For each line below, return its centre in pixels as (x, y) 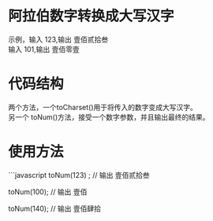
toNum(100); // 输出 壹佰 (48, 192)
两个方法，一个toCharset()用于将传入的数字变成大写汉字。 (103, 107)
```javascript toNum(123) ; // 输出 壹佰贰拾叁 (79, 175)
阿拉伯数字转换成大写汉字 (92, 16)
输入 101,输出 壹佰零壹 (44, 49)
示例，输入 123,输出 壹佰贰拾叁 (58, 39)
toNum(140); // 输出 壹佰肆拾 (54, 208)
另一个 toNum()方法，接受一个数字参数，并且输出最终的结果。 (109, 117)
